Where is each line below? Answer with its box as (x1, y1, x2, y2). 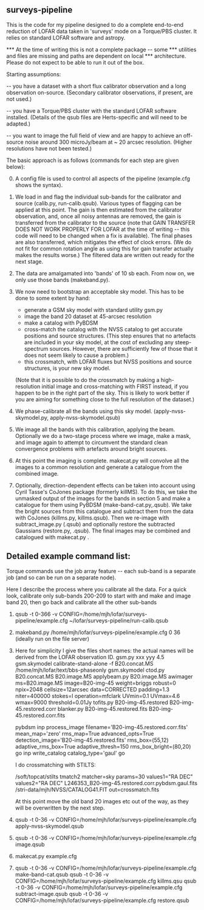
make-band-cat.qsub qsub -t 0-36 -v (15, 870, 109, 878)
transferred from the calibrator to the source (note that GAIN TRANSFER (15, 219, 195, 226)
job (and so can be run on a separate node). (6, 574, 117, 581)
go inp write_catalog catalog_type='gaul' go (15, 749, 126, 757)
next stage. (15, 258, 44, 265)
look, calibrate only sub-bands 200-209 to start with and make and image (6, 592, 191, 599)
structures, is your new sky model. (24, 364, 110, 372)
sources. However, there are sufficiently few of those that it (49, 345, 198, 352)
